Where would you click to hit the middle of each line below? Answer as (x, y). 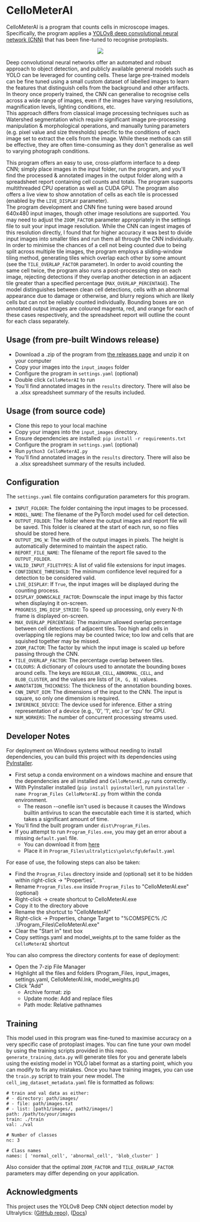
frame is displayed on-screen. (52, 616)
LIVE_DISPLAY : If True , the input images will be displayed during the (97, 584)
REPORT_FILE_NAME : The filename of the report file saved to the (90, 553)
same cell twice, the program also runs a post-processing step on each (94, 270)
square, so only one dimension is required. (67, 698)
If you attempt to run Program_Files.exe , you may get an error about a (101, 832)
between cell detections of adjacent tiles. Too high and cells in (91, 629)
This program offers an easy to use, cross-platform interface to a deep (93, 162)
